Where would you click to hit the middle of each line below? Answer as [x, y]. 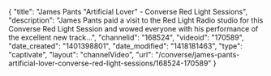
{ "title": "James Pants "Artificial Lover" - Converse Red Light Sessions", [128, 12]
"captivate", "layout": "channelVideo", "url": [81, 55]
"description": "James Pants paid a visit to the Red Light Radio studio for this [136, 20]
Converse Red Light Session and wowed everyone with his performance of [133, 29]
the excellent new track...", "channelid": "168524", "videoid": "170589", [127, 37]
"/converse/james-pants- [198, 55]
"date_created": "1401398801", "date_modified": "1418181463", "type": [125, 46]
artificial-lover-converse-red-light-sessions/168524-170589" [110, 63]
